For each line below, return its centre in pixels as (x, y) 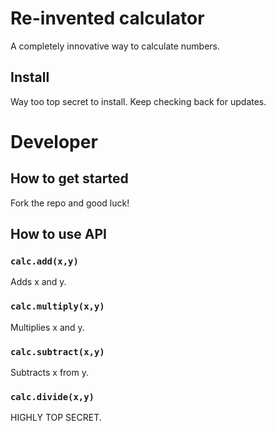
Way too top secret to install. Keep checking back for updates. (138, 101)
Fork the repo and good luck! (70, 203)
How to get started (69, 178)
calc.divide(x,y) (52, 396)
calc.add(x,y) (44, 261)
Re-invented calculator (107, 18)
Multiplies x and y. (47, 327)
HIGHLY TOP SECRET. (56, 418)
